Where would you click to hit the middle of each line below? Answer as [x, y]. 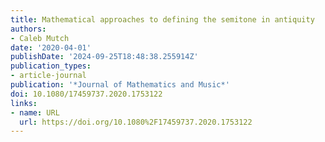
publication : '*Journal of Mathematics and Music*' [120, 85]
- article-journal [48, 76]
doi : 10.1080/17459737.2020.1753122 [86, 94]
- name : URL [35, 112]
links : [24, 103]
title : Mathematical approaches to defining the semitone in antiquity [162, 19]
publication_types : [51, 66]
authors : [28, 29]
